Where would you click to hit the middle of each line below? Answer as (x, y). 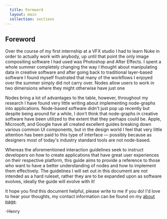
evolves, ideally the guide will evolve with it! (50, 182)
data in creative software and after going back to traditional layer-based (79, 72)
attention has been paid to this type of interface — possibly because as (79, 135)
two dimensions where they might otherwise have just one (65, 88)
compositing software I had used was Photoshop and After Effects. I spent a (83, 62)
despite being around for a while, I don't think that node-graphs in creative (82, 114)
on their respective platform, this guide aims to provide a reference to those (83, 160)
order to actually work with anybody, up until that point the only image (77, 56)
